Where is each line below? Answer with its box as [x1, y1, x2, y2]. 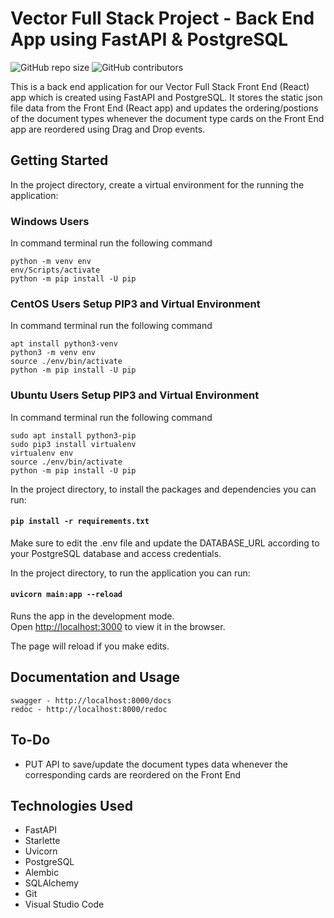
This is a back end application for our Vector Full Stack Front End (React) [10, 80, 310, 92]
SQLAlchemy [24, 877, 79, 889]
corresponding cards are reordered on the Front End [24, 768, 242, 781]
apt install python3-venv [10, 339, 118, 349]
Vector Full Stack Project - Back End [10, 7, 315, 30]
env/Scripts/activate [10, 265, 101, 276]
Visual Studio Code [24, 898, 105, 911]
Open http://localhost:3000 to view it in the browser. [10, 621, 226, 633]
